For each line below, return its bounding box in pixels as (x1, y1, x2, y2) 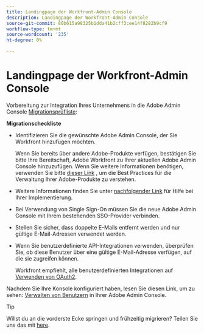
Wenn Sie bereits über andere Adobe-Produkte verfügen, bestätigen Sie (15, 149, 197, 157)
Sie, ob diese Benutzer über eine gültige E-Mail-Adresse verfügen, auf (15, 248, 192, 256)
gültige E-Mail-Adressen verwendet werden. (15, 230, 127, 237)
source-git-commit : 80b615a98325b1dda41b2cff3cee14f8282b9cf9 (6, 20, 167, 26)
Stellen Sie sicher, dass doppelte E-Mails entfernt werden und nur (15, 223, 180, 231)
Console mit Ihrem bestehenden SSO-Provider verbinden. (15, 212, 160, 219)
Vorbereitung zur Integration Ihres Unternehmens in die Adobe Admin (6, 101, 181, 109)
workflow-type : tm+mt (6, 26, 62, 32)
